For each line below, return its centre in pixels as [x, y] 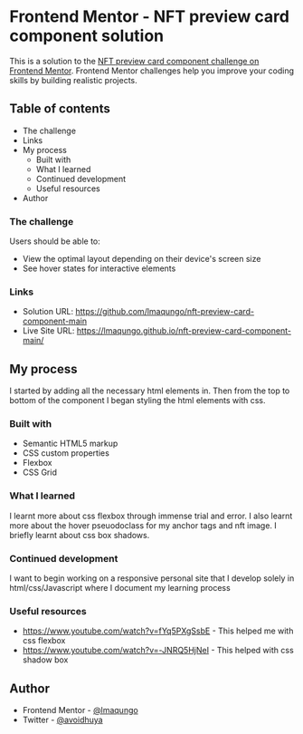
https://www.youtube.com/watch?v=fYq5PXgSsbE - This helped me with [158, 631]
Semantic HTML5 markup [70, 444]
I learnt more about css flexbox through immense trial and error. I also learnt [151, 516]
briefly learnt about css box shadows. [80, 535]
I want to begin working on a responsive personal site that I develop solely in [152, 578]
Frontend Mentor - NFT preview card [149, 17]
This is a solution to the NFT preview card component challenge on [134, 61]
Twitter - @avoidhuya [62, 720]
